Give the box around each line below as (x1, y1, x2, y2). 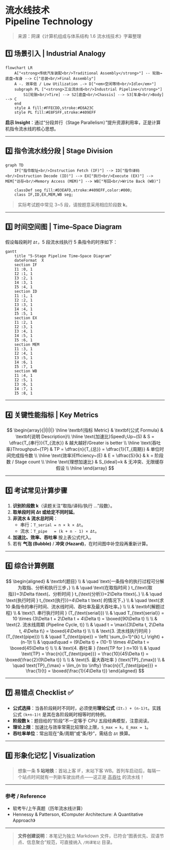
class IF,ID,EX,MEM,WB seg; (14, 192, 73, 197)
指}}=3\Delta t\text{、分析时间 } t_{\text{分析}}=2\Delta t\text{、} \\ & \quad (8, 590, 162, 597)
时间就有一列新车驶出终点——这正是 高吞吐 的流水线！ (31, 774, 145, 780)
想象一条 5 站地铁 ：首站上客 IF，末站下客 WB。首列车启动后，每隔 (17, 768, 156, 774)
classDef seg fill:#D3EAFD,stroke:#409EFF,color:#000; (14, 188, 133, 193)
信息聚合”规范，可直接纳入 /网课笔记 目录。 (26, 839, 115, 845)
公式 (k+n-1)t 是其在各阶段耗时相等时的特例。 (12, 711, 109, 717)
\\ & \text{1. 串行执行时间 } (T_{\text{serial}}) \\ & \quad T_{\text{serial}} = (13, 610, 164, 616)
